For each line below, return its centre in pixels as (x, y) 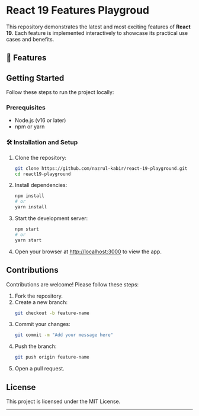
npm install (29, 196)
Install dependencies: (41, 185)
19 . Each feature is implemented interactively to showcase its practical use (97, 33)
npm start (27, 229)
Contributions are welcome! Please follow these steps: (73, 284)
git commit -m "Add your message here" (64, 335)
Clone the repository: (41, 157)
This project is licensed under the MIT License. (63, 401)
